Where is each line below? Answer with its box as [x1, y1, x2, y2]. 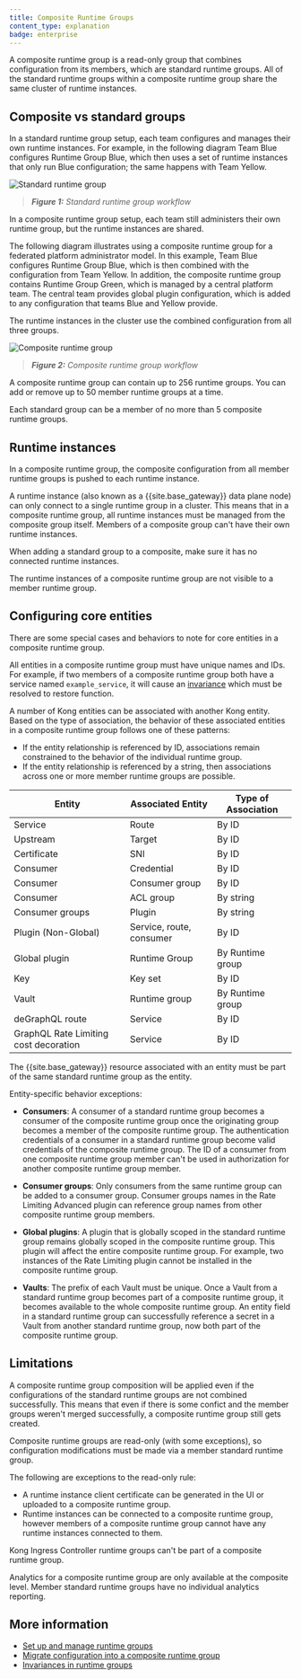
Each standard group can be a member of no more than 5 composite [9, 404, 262, 415]
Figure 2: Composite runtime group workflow [30, 360, 199, 371]
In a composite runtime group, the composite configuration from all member [9, 464, 289, 474]
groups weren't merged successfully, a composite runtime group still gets [9, 1408, 281, 1419]
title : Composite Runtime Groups [9, 13, 134, 22]
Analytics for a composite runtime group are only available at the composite [9, 1571, 288, 1582]
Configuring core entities [9, 608, 153, 624]
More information [9, 1617, 109, 1632]
